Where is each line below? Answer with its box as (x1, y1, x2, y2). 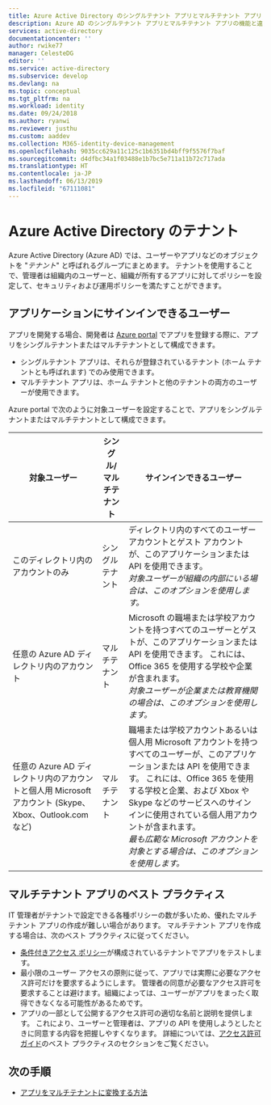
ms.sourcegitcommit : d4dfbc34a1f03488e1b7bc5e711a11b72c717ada (8, 154, 226, 162)
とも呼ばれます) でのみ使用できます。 (34, 367, 159, 377)
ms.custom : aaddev (8, 132, 70, 140)
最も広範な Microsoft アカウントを (128, 833, 258, 845)
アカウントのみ (12, 567, 70, 578)
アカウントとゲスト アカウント (128, 536, 244, 547)
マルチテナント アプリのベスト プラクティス (8, 887, 226, 901)
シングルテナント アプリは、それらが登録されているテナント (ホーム (19, 356, 246, 366)
